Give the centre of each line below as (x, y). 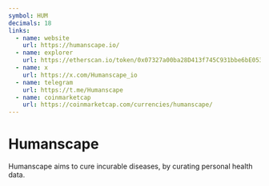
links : (19, 30)
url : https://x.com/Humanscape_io (80, 75)
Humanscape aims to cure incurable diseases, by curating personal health (131, 166)
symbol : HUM (28, 16)
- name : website (42, 38)
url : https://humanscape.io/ (71, 46)
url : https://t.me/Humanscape (73, 90)
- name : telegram (44, 82)
